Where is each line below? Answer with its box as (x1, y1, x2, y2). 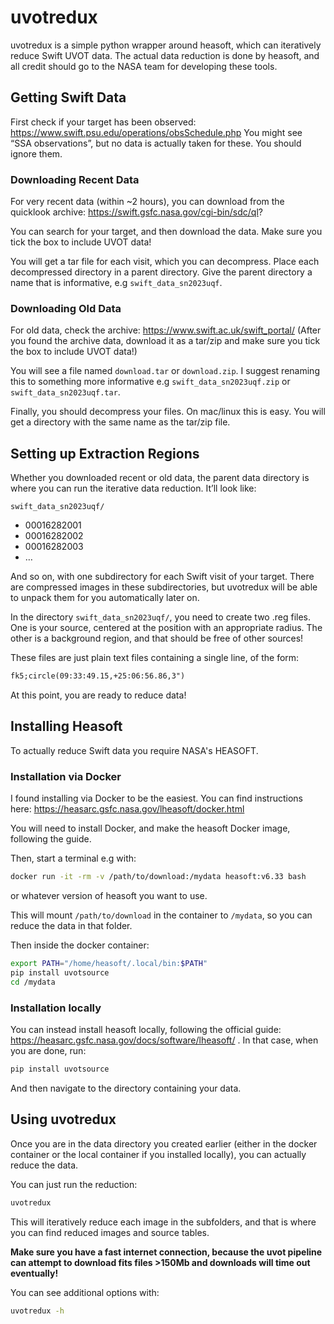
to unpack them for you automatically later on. (10, 592, 200, 604)
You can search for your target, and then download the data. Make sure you (10, 226, 323, 238)
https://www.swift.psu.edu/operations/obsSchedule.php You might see (10, 126, 303, 138)
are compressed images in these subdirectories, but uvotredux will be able (10, 581, 318, 593)
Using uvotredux (10, 1111, 117, 1128)
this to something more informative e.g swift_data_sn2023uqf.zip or (10, 376, 291, 388)
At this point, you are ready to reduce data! (10, 689, 187, 701)
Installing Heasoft (10, 718, 123, 735)
